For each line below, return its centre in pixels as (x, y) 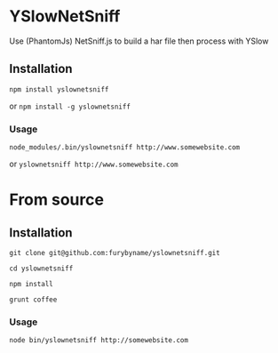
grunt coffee (33, 300)
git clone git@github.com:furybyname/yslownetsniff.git (115, 253)
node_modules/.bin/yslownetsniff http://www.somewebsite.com (125, 148)
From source (57, 200)
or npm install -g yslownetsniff (70, 106)
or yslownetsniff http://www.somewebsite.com (94, 164)
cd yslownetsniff (41, 269)
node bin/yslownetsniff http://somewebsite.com (99, 341)
